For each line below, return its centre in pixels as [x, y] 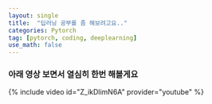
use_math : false [35, 45]
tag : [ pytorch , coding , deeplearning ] [73, 38]
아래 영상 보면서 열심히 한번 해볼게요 [73, 75]
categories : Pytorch [43, 30]
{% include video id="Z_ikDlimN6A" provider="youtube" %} [106, 92]
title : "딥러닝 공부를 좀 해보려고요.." [68, 23]
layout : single [33, 15]
